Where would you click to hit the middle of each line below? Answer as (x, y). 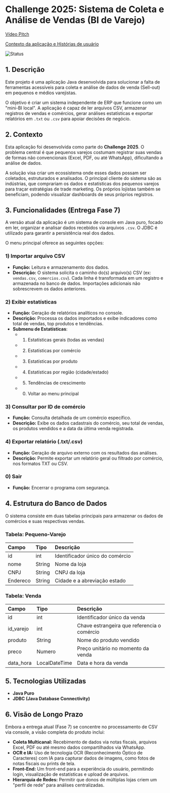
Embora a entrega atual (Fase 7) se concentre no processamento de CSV (81, 727)
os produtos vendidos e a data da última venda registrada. (73, 429)
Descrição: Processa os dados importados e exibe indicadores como (85, 318)
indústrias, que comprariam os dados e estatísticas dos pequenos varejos (82, 183)
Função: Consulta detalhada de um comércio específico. (72, 418)
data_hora (20, 663)
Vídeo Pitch (17, 34)
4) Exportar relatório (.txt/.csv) (44, 442)
